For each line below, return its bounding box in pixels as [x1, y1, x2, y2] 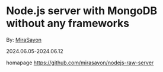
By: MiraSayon [6, 36, 42, 43]
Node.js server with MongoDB [6, 4, 158, 18]
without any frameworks [6, 17, 129, 30]
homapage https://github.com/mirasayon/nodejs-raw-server [6, 59, 154, 66]
